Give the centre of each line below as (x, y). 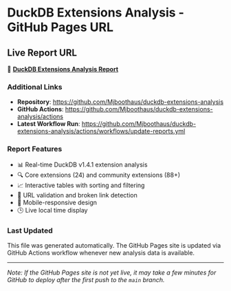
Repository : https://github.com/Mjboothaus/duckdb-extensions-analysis (120, 102)
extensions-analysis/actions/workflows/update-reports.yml (101, 131)
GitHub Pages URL (60, 27)
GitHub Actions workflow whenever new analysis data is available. (101, 252)
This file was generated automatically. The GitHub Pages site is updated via (114, 245)
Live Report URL (42, 53)
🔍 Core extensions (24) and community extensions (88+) (99, 175)
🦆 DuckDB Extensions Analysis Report (63, 69)
